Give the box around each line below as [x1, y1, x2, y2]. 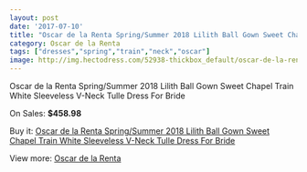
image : [9, 56, 35, 65]
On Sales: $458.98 [9, 108, 82, 118]
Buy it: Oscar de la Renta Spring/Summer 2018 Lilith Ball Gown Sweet [9, 126, 270, 137]
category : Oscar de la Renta [9, 38, 121, 48]
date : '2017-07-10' [9, 22, 84, 31]
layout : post [9, 13, 59, 23]
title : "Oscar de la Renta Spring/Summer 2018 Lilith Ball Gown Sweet [9, 30, 284, 39]
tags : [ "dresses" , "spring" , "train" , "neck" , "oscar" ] [9, 47, 210, 56]
